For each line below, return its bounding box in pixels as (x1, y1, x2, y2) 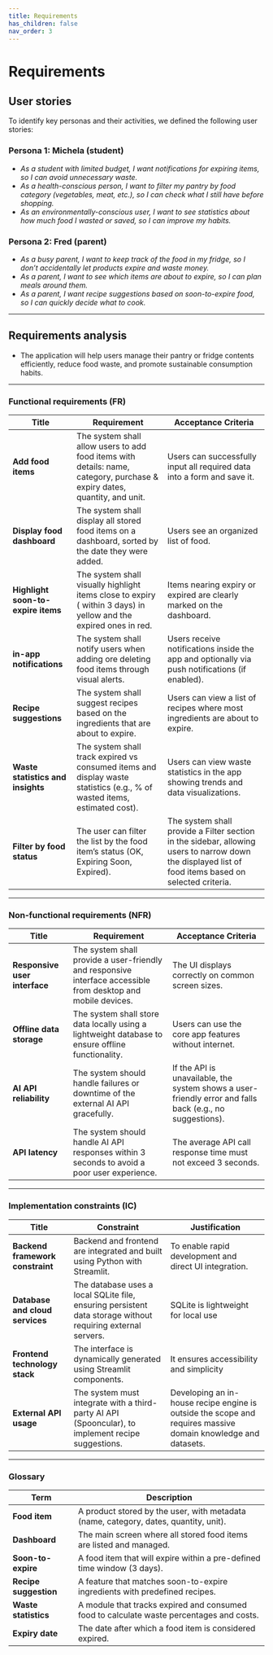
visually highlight (76, 579, 141, 590)
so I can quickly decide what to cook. (19, 297, 146, 307)
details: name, (76, 461, 130, 472)
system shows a (171, 1082, 234, 1094)
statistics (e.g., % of (76, 782, 153, 793)
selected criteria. (167, 876, 232, 888)
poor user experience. (72, 1167, 158, 1179)
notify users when (76, 643, 145, 655)
